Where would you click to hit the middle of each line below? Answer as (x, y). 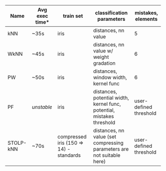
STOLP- (17, 143)
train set (73, 16)
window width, (110, 77)
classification (111, 13)
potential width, (111, 98)
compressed (72, 137)
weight (101, 57)
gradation (104, 63)
